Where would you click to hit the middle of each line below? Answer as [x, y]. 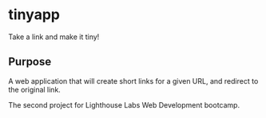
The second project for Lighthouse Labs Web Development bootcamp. [124, 104]
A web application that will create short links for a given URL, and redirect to [133, 81]
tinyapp [34, 15]
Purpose [30, 62]
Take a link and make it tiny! [54, 37]
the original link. [35, 89]
